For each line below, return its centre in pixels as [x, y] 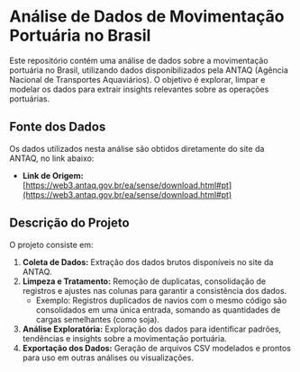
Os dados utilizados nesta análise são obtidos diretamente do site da [137, 148]
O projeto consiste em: [51, 244]
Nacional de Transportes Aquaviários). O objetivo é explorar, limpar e [137, 79]
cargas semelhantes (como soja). [98, 319]
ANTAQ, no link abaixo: [52, 158]
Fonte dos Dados [58, 127]
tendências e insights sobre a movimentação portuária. [124, 338]
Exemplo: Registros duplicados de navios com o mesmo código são [161, 300]
